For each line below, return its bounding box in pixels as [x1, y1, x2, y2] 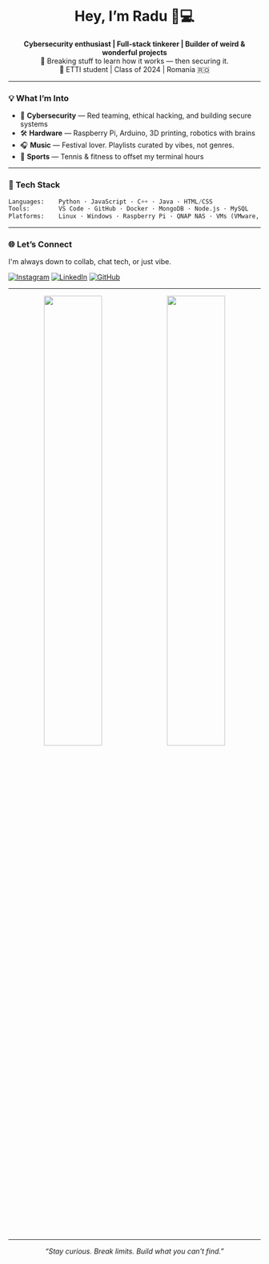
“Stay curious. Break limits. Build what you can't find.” [45, 1246, 224, 1256]
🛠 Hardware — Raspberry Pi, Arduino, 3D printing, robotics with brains [19, 128, 256, 138]
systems [19, 119, 48, 129]
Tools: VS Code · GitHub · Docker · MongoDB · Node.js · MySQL [8, 205, 249, 213]
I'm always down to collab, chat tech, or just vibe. [8, 257, 172, 267]
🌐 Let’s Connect [8, 239, 72, 250]
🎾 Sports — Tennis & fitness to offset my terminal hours [19, 152, 204, 162]
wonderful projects [102, 47, 167, 57]
